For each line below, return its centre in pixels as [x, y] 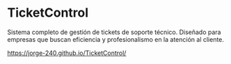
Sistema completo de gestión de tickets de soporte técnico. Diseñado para [114, 32]
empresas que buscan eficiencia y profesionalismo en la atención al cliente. [116, 39]
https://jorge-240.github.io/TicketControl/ [67, 53]
